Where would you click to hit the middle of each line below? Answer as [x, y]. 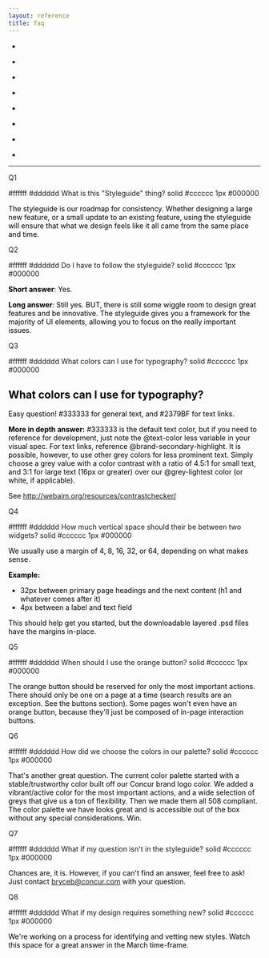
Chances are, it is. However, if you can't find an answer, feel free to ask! [127, 873]
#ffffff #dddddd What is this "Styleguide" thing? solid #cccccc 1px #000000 [134, 193]
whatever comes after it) [60, 599]
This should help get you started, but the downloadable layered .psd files [129, 623]
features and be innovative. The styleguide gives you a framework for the [129, 313]
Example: [24, 575]
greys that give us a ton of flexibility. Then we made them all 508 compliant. [133, 801]
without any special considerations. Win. [75, 818]
